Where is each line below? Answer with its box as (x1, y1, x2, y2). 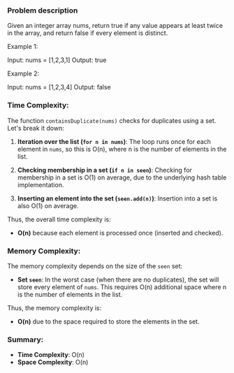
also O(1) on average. (17, 201, 79, 210)
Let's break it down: (7, 124, 64, 132)
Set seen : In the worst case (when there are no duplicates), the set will (17, 275, 219, 284)
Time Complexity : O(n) (17, 351, 85, 359)
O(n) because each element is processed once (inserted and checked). (17, 228, 224, 237)
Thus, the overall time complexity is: (7, 215, 111, 224)
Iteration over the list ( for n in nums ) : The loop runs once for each (17, 137, 212, 145)
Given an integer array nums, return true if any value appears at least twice (7, 22, 224, 30)
